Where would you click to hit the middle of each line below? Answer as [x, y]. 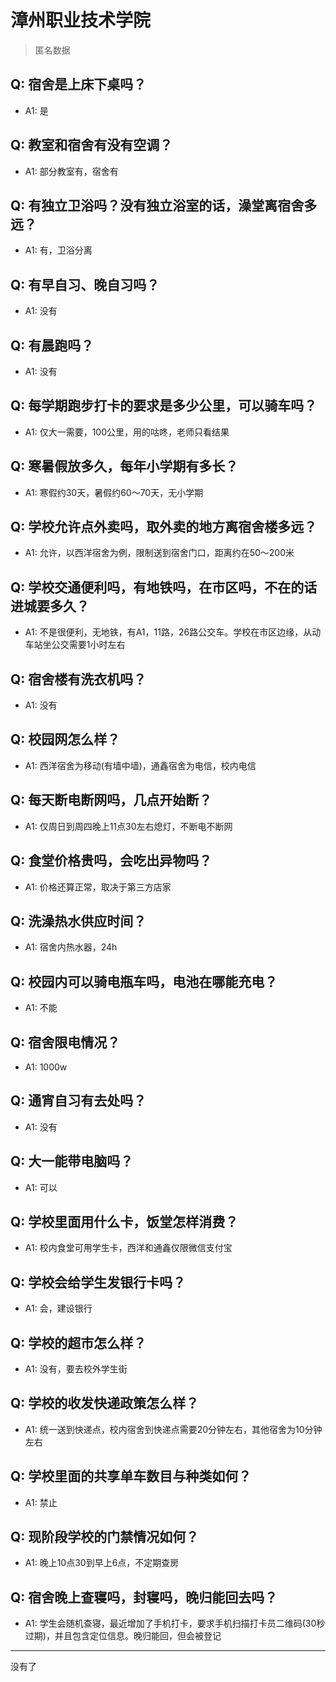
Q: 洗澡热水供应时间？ [78, 921]
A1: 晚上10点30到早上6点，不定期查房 [102, 1563]
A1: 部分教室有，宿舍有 [71, 171]
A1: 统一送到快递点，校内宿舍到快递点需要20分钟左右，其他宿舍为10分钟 [173, 1429]
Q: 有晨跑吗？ [52, 345]
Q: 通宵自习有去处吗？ [78, 1101]
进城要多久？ [50, 606]
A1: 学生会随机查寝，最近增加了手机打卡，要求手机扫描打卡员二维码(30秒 [175, 1623]
